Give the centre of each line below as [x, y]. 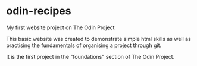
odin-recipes [39, 11]
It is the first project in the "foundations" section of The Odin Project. [90, 56]
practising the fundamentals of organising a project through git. [84, 45]
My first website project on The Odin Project [60, 27]
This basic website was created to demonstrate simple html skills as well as [99, 39]
